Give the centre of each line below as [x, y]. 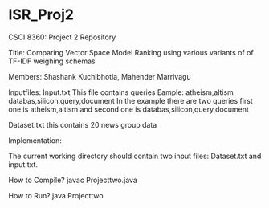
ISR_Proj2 [41, 15]
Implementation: [35, 140]
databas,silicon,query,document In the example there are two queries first [130, 100]
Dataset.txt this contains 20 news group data [83, 124]
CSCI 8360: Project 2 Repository [62, 37]
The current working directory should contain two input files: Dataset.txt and [135, 156]
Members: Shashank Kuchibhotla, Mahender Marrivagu [100, 76]
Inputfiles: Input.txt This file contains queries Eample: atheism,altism [121, 92]
